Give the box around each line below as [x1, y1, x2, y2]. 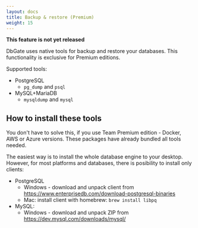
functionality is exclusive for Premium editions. [6, 54, 121, 61]
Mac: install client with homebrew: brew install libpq [23, 196, 157, 204]
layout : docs [6, 8, 39, 15]
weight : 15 [6, 20, 33, 26]
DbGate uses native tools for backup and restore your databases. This [6, 48, 178, 55]
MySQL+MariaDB [14, 90, 58, 97]
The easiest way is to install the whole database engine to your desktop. [6, 153, 183, 161]
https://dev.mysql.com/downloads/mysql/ [23, 215, 126, 223]
